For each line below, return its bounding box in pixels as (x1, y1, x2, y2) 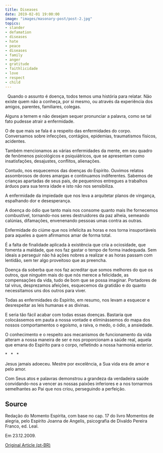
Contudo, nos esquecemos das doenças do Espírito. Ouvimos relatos (5, 167, 144, 173)
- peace (5, 43, 21, 48)
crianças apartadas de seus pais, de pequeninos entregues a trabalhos (5, 178, 147, 184)
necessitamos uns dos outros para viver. (5, 287, 87, 293)
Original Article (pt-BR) (5, 442, 51, 448)
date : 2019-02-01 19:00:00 (5, 12, 60, 17)
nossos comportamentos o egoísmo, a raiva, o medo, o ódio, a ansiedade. (5, 322, 154, 328)
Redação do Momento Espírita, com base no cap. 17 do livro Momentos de (5, 413, 154, 419)
